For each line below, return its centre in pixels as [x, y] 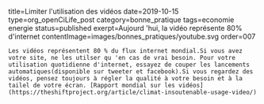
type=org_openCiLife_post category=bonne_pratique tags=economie [121, 20]
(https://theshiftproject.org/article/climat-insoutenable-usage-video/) [133, 92]
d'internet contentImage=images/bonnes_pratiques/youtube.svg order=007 [132, 36]
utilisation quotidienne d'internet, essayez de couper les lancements [129, 65]
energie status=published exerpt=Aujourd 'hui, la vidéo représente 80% [125, 28]
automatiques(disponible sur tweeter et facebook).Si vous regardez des [131, 72]
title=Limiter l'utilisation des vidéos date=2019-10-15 [94, 11]
